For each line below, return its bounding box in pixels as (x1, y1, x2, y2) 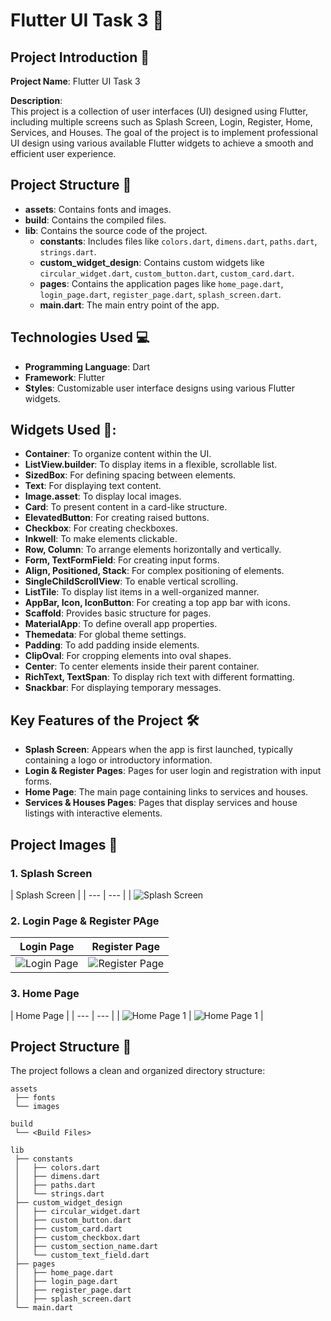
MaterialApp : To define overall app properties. (24, 618, 218, 630)
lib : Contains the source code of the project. (24, 224, 208, 236)
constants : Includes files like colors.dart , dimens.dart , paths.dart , (39, 235, 318, 247)
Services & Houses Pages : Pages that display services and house (24, 797, 298, 809)
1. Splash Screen (10, 866, 93, 880)
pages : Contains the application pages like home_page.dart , (39, 277, 284, 289)
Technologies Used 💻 (10, 329, 150, 346)
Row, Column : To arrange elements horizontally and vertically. (24, 544, 282, 556)
